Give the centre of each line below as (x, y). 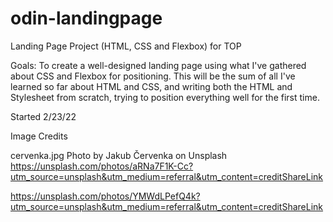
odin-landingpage (86, 18)
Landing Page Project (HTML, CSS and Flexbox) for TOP (126, 46)
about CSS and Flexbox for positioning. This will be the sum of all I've (153, 76)
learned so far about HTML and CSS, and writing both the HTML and (151, 86)
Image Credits (39, 136)
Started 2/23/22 (43, 116)
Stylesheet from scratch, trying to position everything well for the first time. (165, 97)
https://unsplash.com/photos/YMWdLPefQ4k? (105, 196)
